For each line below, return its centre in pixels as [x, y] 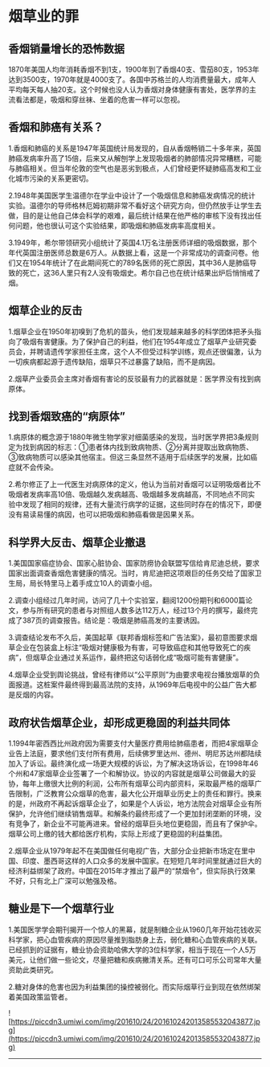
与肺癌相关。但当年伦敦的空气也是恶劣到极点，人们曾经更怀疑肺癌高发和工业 [135, 168]
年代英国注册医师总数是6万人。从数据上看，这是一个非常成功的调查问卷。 [130, 252]
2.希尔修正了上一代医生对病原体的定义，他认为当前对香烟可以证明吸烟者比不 [135, 484]
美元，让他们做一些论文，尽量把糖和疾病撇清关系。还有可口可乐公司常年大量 [135, 959]
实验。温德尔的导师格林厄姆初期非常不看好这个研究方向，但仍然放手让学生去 [135, 205]
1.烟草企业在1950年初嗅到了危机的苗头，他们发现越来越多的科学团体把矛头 [131, 331]
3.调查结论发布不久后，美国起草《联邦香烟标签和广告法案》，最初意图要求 [129, 638]
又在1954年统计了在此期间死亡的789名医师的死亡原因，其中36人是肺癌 [133, 263]
